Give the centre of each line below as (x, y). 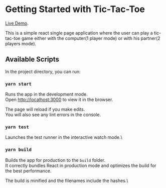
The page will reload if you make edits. (45, 110)
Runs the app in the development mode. (46, 95)
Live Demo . (17, 23)
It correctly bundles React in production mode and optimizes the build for (81, 165)
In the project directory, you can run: (43, 71)
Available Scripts (32, 60)
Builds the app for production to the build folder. (55, 160)
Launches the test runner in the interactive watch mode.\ (64, 137)
